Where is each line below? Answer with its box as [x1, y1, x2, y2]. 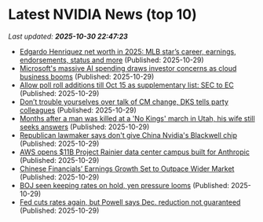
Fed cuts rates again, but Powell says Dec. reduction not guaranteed [19, 197, 241, 206]
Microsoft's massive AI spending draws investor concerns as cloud [19, 63, 237, 72]
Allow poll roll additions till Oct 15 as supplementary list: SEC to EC [19, 80, 234, 90]
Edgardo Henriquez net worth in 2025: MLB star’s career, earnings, [19, 46, 237, 56]
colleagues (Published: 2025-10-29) [19, 105, 137, 115]
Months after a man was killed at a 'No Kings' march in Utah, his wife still [19, 113, 255, 123]
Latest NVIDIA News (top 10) [8, 6, 198, 24]
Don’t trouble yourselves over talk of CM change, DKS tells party [19, 97, 229, 106]
